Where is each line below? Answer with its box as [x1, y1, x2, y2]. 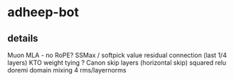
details [7, 32, 38, 44]
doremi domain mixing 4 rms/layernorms [7, 66, 127, 74]
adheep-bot [7, 4, 80, 20]
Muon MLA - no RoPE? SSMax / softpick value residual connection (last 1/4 [7, 51, 228, 59]
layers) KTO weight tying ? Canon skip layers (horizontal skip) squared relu [7, 58, 226, 67]
